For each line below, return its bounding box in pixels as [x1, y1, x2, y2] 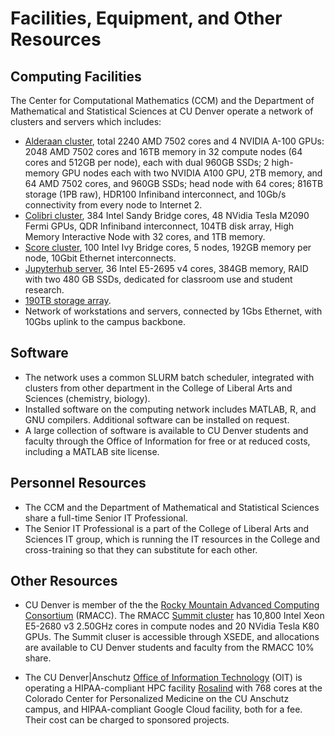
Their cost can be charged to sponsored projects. [24, 714, 230, 726]
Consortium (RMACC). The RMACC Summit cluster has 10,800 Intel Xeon [24, 610, 325, 622]
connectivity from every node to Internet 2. [24, 199, 203, 211]
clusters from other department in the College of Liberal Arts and [24, 382, 293, 394]
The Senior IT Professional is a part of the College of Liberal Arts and [24, 522, 310, 534]
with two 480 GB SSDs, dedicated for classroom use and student [24, 273, 293, 285]
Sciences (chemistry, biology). [24, 392, 151, 404]
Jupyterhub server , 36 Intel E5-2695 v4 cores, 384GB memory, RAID [24, 263, 309, 274]
